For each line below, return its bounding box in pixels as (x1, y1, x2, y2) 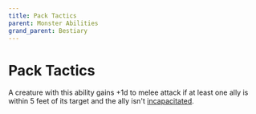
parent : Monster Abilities (8, 19, 99, 27)
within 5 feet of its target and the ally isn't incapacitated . (8, 96, 194, 106)
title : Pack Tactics (8, 11, 78, 20)
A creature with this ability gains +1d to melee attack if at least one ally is (8, 88, 249, 97)
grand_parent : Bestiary (8, 26, 88, 35)
